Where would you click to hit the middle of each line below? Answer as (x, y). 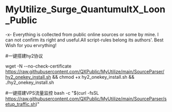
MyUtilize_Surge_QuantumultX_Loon (85, 9)
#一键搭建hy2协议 (24, 56)
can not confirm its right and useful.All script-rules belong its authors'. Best (84, 40)
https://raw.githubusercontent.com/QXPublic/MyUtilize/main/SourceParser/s (86, 99)
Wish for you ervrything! (31, 45)
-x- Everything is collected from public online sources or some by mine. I (82, 34)
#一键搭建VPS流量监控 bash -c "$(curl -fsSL (52, 93)
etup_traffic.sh (20, 104)
